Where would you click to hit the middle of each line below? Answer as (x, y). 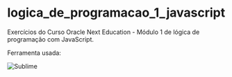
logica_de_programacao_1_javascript (116, 13)
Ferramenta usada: (34, 53)
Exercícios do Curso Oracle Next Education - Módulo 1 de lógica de (103, 32)
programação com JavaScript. (51, 39)
